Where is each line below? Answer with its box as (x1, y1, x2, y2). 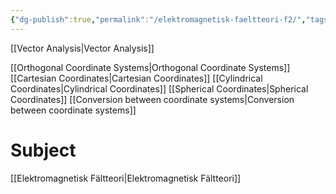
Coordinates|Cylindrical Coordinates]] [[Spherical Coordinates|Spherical (10, 82, 309, 95)
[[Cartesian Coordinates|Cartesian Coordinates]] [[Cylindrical (10, 72, 263, 84)
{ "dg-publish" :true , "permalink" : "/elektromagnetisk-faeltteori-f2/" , (10, 14, 307, 25)
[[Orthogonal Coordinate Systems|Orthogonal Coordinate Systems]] (10, 61, 291, 73)
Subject (10, 139, 77, 161)
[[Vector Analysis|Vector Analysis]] (10, 42, 155, 54)
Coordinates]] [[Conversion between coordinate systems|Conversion (10, 93, 295, 105)
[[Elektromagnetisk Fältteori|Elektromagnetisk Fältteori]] (10, 172, 242, 184)
